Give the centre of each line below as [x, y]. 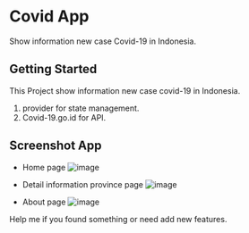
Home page [44, 167]
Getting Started [53, 69]
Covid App [49, 17]
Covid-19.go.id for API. [64, 117]
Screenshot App [56, 146]
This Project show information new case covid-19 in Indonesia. [125, 90]
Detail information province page [82, 184]
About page [44, 202]
